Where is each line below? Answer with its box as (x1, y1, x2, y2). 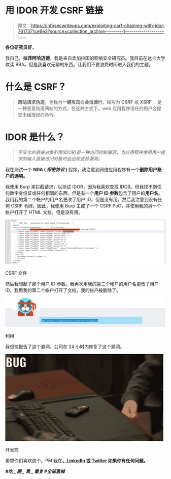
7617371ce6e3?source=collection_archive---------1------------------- (17, 28, 164, 34)
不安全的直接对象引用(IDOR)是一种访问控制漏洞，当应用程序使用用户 (17, 149, 161, 155)
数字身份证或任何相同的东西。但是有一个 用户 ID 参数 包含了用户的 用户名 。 (9, 190, 163, 196)
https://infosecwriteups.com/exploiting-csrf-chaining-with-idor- (31, 22, 165, 29)
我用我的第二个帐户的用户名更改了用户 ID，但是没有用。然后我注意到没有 (5, 196, 158, 202)
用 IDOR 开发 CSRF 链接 (5, 5, 104, 16)
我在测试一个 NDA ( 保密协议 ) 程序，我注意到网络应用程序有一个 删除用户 (5, 166, 158, 172)
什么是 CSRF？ (5, 81, 67, 93)
